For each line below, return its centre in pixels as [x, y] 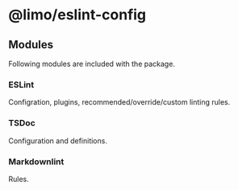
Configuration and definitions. [58, 140]
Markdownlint [36, 161]
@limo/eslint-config [77, 15]
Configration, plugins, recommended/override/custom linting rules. [119, 102]
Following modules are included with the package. [92, 64]
